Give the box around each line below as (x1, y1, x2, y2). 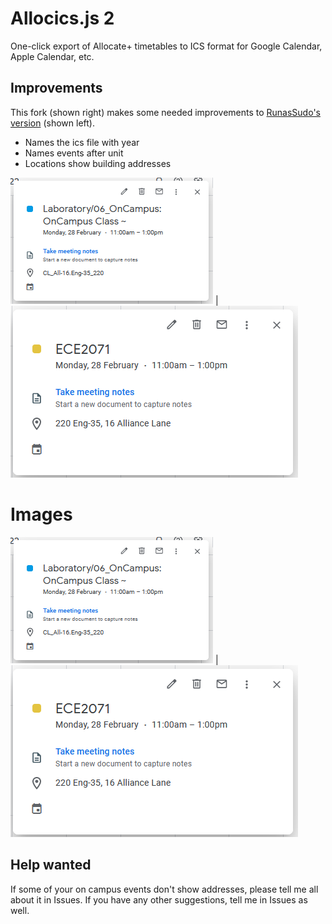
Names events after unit (24, 147, 124, 159)
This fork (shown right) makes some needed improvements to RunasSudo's (10, 106, 321, 118)
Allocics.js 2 (10, 7, 115, 30)
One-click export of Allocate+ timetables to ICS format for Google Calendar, (10, 40, 323, 52)
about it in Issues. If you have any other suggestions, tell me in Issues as (10, 893, 308, 906)
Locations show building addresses (24, 157, 172, 169)
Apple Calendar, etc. (10, 50, 95, 62)
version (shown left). (10, 117, 95, 129)
